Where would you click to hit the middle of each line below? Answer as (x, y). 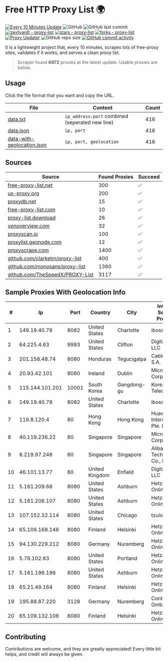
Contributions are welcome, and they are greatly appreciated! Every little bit (83, 649)
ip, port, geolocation (92, 141)
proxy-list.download (32, 217)
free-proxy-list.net (30, 185)
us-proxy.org (23, 193)
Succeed (149, 176)
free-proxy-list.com (32, 209)
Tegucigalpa (132, 359)
